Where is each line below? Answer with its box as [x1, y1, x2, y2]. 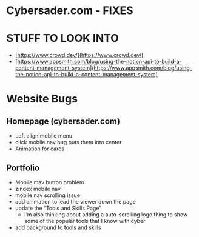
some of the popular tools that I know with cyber [24, 217, 146, 224]
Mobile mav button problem [15, 178, 84, 185]
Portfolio [6, 162, 40, 173]
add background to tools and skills [15, 224, 101, 231]
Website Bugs [6, 92, 78, 106]
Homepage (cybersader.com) [6, 116, 120, 126]
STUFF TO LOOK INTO [6, 32, 120, 45]
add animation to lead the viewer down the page [15, 198, 137, 205]
